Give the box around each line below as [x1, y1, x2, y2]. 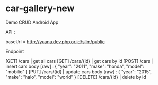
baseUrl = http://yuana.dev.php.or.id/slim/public [5, 38, 105, 45]
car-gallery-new [5, 3, 75, 14]
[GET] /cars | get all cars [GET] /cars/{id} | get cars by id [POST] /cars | [5, 58, 153, 64]
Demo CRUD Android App [5, 19, 59, 25]
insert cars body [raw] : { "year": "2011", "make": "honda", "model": [5, 63, 145, 69]
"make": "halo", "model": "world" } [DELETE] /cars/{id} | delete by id [5, 74, 147, 80]
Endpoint [5, 48, 24, 54]
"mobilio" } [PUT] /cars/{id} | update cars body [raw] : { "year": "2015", [5, 68, 152, 75]
